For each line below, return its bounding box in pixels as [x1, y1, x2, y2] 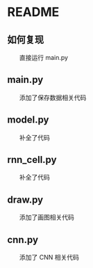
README [7, 4, 60, 20]
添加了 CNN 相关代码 [19, 253, 80, 262]
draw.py [7, 194, 44, 205]
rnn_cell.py [7, 154, 57, 166]
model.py [7, 114, 49, 126]
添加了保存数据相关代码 [19, 93, 87, 102]
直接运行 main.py [19, 54, 68, 61]
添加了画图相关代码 [19, 213, 74, 221]
